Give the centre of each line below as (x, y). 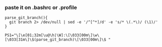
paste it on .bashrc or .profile (41, 7)
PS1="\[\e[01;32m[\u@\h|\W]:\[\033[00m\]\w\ (52, 35)
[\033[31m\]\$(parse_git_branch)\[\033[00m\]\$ (56, 40)
